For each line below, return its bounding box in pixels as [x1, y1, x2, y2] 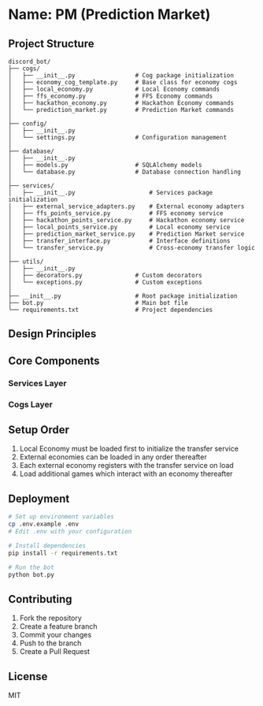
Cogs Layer [8, 399, 53, 410]
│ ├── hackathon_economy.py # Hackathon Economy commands [8, 99, 235, 107]
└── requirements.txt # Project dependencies [8, 306, 213, 314]
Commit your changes [19, 630, 92, 640]
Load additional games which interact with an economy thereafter [19, 469, 233, 478]
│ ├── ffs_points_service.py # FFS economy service [8, 210, 224, 217]
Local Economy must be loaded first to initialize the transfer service [19, 444, 239, 454]
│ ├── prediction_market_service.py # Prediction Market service [8, 230, 245, 238]
